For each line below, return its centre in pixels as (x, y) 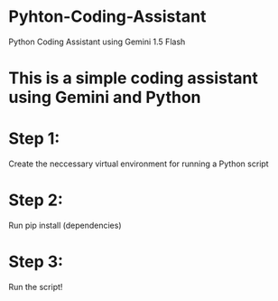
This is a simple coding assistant (134, 78)
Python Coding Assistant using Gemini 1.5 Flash (97, 42)
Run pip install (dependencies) (65, 225)
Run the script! (36, 287)
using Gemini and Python (105, 98)
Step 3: (36, 262)
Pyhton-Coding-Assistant (107, 17)
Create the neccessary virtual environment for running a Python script (139, 164)
